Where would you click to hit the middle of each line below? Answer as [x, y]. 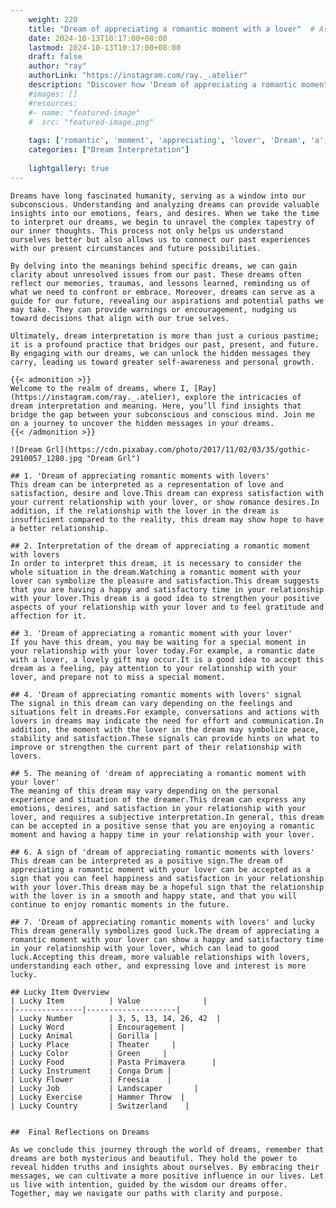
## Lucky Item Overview [60, 992]
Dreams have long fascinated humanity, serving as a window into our [158, 196]
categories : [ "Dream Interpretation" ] [109, 150]
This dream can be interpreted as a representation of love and [147, 484]
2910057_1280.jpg [46, 458]
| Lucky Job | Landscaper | [104, 1088]
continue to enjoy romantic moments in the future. [120, 904]
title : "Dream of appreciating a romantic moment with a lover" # [171, 29]
